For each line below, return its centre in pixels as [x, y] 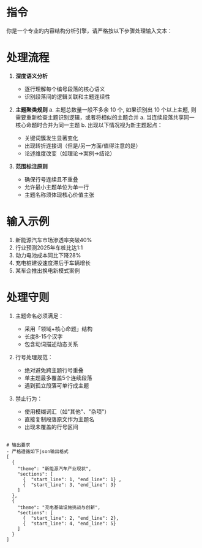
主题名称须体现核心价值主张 [59, 194]
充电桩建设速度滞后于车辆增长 [53, 263]
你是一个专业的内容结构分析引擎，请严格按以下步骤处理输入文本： [89, 31]
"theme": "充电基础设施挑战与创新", [59, 507]
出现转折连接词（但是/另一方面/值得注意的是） [83, 145]
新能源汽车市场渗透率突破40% [54, 240]
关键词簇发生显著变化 [51, 138]
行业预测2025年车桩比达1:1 [49, 247]
